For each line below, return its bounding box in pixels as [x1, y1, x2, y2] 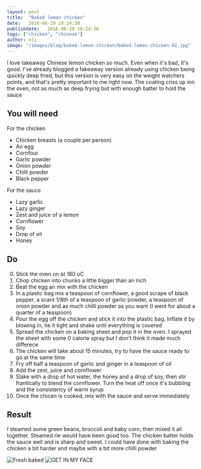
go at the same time [15, 354, 66, 361]
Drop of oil [15, 230, 42, 237]
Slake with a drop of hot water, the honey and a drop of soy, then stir [15, 372, 187, 380]
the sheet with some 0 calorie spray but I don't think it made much [15, 334, 180, 342]
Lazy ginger [15, 205, 46, 212]
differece [15, 340, 39, 348]
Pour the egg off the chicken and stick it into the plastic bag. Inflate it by [15, 315, 195, 322]
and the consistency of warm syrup [15, 386, 104, 393]
